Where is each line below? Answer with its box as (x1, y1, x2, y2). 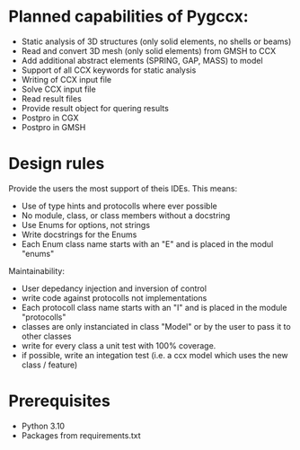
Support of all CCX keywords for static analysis (21, 65, 197, 75)
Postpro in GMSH (21, 121, 86, 132)
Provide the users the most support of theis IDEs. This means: (8, 182, 238, 194)
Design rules (8, 154, 105, 174)
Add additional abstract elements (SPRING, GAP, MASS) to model (21, 55, 263, 66)
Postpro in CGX (21, 112, 79, 123)
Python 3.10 (21, 420, 65, 431)
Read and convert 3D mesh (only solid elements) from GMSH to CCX (21, 45, 277, 56)
